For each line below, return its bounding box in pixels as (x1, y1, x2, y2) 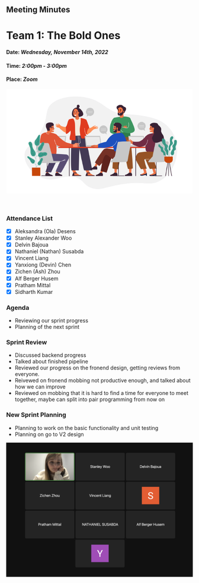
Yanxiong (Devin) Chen (14, 261, 72, 268)
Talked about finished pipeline (14, 358, 89, 365)
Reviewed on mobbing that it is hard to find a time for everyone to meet (14, 390, 188, 397)
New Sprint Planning (6, 410, 66, 419)
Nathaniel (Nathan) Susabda (14, 248, 84, 255)
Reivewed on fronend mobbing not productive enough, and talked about (14, 377, 191, 384)
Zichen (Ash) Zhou (14, 268, 60, 275)
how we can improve (14, 383, 66, 390)
